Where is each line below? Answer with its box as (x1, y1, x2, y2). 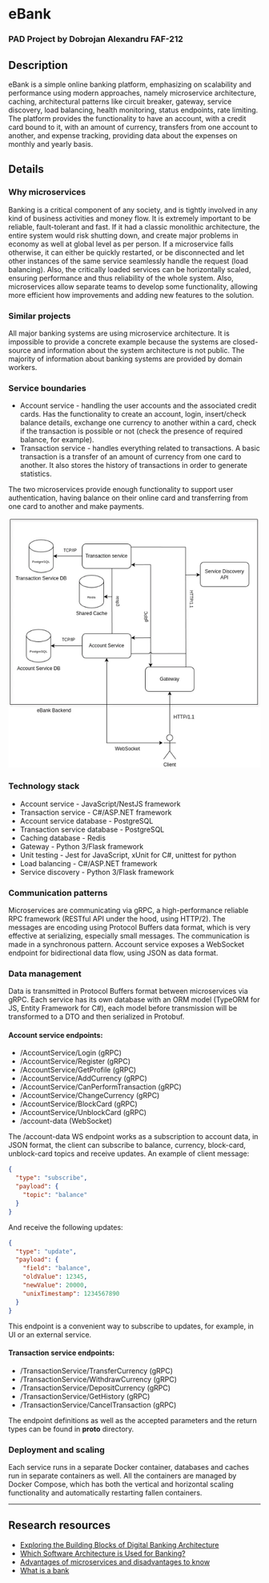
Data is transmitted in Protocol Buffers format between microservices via (8, 987, 248, 996)
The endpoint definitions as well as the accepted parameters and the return (8, 1415, 258, 1425)
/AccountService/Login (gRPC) (19, 1048, 122, 1058)
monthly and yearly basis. (8, 139, 94, 149)
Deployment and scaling (8, 1444, 106, 1455)
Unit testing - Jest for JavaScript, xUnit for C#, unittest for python (19, 850, 237, 860)
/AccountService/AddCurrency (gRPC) (19, 1073, 148, 1084)
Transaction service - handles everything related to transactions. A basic (19, 443, 260, 454)
